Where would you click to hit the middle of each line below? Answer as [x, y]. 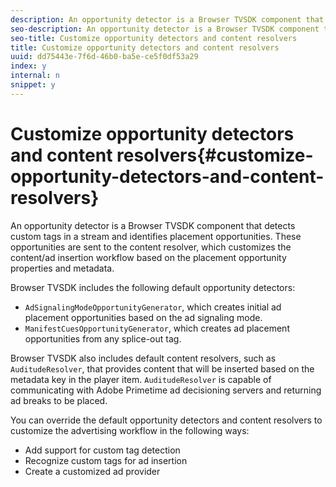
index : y [28, 66]
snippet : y [33, 85]
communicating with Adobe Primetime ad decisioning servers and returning [166, 390]
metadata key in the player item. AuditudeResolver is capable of [141, 379]
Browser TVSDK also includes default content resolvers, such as [143, 358]
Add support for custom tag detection [102, 450]
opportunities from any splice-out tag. [103, 338]
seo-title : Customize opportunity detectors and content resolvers [154, 38]
